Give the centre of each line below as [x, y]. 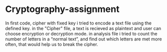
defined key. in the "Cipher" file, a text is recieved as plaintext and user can [83, 28]
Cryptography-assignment [62, 9]
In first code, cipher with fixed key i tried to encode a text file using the [78, 23]
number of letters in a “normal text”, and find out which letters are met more [83, 39]
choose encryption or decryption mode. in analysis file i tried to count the [81, 33]
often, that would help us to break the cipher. [52, 44]
